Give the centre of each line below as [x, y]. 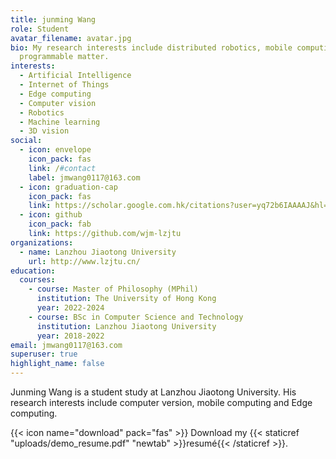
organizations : [42, 242]
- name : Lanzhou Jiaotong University [98, 252]
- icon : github [51, 215]
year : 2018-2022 [70, 336]
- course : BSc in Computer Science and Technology [136, 317]
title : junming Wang [53, 19]
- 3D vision [44, 131]
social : [26, 141]
